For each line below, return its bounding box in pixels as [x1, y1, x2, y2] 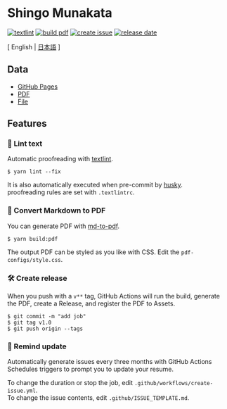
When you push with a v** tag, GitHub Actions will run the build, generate [7, 292, 220, 301]
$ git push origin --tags [7, 325, 83, 332]
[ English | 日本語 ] [7, 42, 61, 51]
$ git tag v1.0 [7, 319, 52, 327]
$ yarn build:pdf [7, 235, 58, 242]
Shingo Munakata [7, 5, 112, 21]
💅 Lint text [7, 139, 43, 149]
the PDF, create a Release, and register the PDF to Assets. [7, 299, 176, 308]
